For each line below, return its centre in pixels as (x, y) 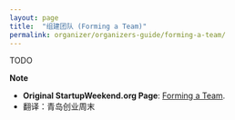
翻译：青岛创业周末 (59, 106)
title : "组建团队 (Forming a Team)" (78, 26)
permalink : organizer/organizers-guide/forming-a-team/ (117, 35)
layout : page (34, 18)
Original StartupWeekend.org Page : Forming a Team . (124, 95)
